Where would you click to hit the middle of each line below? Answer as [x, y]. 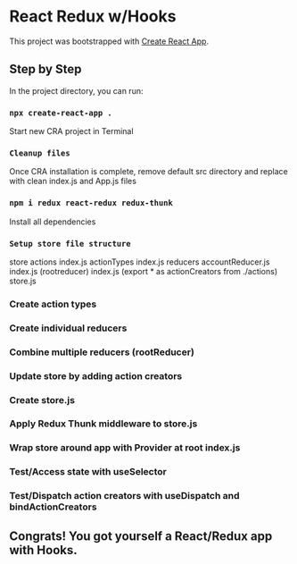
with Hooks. [43, 550]
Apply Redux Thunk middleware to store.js [103, 424]
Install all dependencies [53, 222]
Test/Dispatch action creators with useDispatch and [124, 496]
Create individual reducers [68, 328]
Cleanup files [40, 153]
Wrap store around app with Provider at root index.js [125, 448]
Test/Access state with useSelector [88, 472]
